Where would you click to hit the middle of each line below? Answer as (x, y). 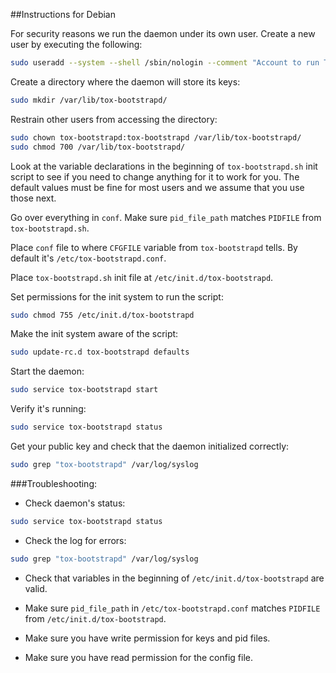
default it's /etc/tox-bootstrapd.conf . (88, 258)
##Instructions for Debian (63, 14)
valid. (36, 588)
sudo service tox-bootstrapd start (84, 390)
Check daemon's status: (75, 503)
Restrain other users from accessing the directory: (114, 119)
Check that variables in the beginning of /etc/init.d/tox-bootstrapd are (174, 578)
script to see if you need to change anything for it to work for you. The (155, 176)
